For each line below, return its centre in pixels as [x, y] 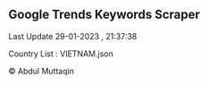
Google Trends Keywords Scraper [104, 15]
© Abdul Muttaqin [42, 71]
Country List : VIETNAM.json [61, 54]
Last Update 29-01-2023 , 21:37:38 [73, 36]
